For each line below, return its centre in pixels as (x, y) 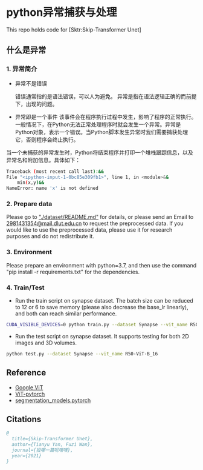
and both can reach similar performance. (66, 314)
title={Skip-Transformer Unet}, (53, 439)
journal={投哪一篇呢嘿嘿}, (43, 450)
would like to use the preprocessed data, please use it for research (89, 230)
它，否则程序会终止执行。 (47, 139)
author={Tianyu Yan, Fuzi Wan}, (53, 445)
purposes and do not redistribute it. (50, 237)
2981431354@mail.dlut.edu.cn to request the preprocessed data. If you (95, 223)
